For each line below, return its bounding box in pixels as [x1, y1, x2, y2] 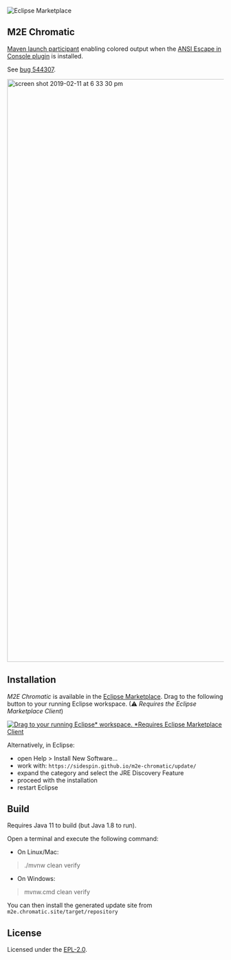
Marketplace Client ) [7, 706, 64, 715]
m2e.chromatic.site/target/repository [7, 908, 118, 915]
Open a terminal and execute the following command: [7, 835, 159, 843]
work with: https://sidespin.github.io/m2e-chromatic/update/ [16, 761, 197, 770]
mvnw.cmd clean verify [23, 888, 91, 896]
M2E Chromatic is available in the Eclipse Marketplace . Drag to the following [7, 692, 223, 700]
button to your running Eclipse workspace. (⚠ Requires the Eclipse [7, 700, 197, 708]
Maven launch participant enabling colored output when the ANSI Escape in [7, 45, 222, 53]
